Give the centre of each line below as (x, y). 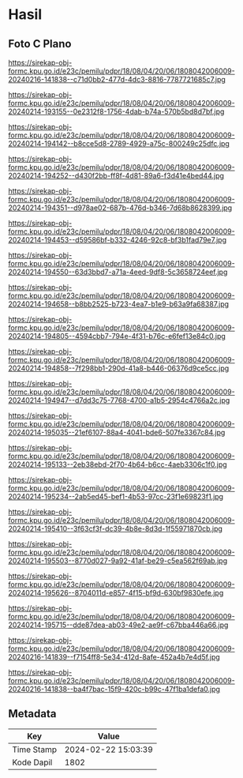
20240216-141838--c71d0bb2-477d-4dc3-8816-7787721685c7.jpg (117, 79)
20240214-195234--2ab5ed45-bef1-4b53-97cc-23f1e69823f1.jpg (116, 496)
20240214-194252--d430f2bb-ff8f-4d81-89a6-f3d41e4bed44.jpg (116, 176)
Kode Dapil (32, 762)
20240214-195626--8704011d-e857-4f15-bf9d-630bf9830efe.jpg (116, 593)
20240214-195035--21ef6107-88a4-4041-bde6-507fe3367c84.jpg (117, 432)
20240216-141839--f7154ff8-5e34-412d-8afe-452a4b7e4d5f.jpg (114, 657)
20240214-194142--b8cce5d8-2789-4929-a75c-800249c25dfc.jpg (119, 143)
